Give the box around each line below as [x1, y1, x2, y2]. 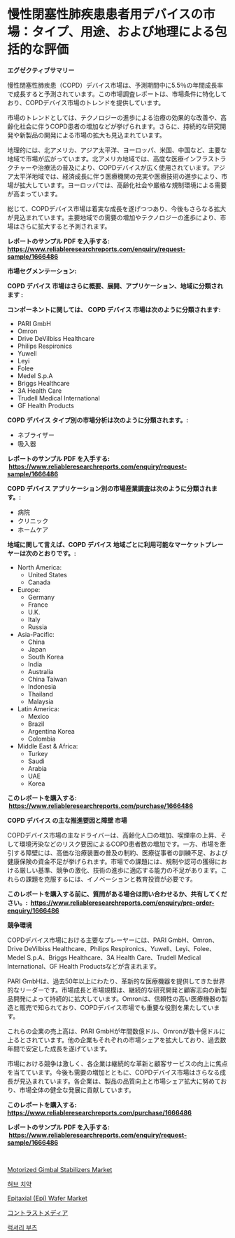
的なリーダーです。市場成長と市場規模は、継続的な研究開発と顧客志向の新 [7, 985, 221, 994]
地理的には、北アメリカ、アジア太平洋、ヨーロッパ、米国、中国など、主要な [7, 145, 227, 154]
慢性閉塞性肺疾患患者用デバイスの [7, 6, 204, 22]
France [27, 600, 49, 609]
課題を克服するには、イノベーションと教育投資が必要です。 [25, 875, 197, 883]
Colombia [27, 734, 56, 743]
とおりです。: [37, 549, 77, 558]
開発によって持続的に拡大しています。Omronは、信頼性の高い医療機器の [13, 994, 222, 1003]
